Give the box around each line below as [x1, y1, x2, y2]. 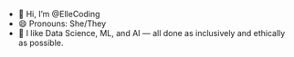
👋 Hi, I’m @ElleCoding [17, 9, 100, 19]
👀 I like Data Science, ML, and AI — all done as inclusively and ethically [17, 28, 286, 38]
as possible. [17, 37, 64, 48]
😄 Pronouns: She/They [17, 18, 107, 29]
